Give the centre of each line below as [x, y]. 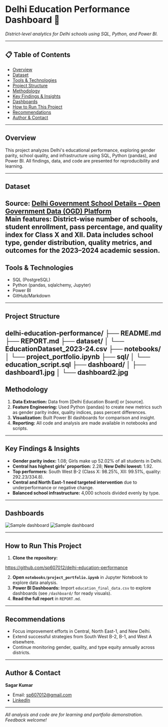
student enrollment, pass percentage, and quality [84, 227]
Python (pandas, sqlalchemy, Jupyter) [51, 285]
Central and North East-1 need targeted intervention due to [75, 482]
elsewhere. [24, 642]
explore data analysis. [35, 583]
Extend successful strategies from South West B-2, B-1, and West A [82, 636]
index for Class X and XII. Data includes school [79, 235]
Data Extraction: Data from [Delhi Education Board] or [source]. [78, 401]
